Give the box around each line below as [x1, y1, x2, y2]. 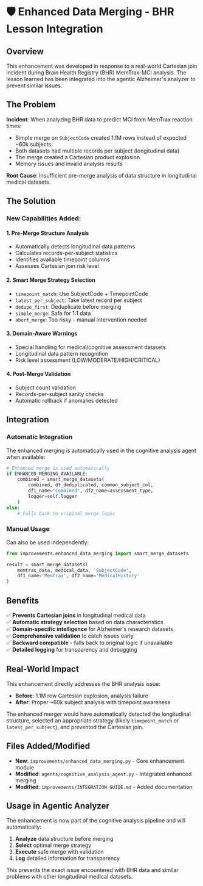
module [15, 763, 35, 771]
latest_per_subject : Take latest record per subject [15, 297, 143, 304]
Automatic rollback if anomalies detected [15, 397, 118, 404]
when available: [6, 453, 46, 461]
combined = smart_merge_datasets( [17, 477, 105, 483]
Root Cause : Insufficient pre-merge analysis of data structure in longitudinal [6, 171, 197, 179]
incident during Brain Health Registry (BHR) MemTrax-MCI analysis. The [6, 69, 187, 76]
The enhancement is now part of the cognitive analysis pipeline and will [6, 817, 186, 824]
